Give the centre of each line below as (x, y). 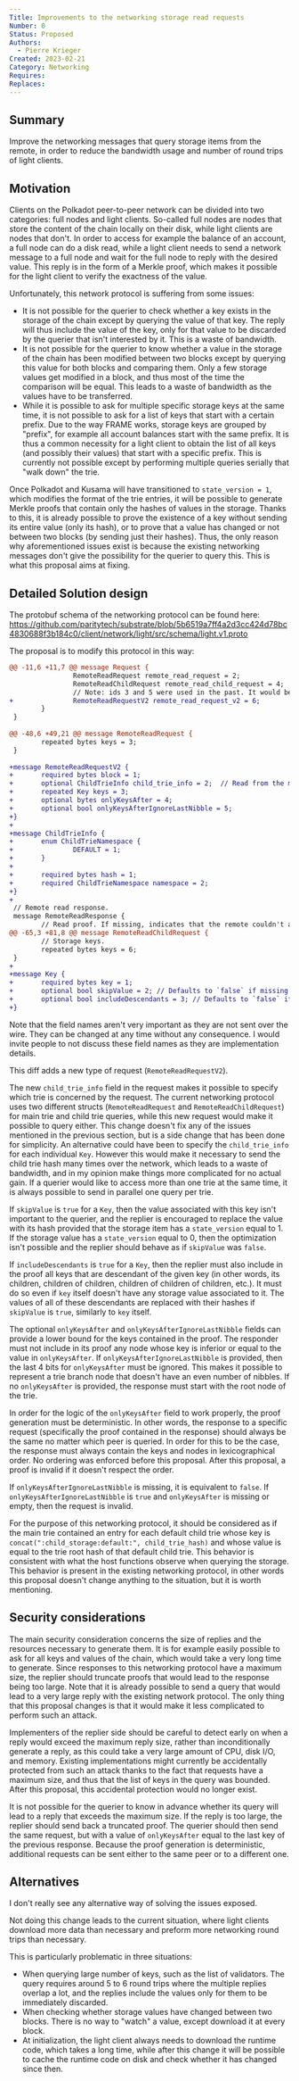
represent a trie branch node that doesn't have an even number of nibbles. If (149, 1376)
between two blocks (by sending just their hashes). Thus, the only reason (144, 537)
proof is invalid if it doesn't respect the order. (92, 1470)
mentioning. (31, 1589)
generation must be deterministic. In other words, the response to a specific (148, 1422)
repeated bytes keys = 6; (89, 949)
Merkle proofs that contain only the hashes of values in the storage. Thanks (148, 509)
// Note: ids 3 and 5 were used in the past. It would (176, 692)
